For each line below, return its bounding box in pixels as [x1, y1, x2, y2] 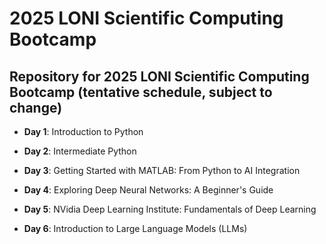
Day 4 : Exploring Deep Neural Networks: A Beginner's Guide [23, 184, 274, 196]
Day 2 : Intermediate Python [23, 145, 137, 157]
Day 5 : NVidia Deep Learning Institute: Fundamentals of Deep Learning [23, 203, 317, 215]
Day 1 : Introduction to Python [23, 126, 144, 137]
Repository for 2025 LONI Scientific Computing [9, 68, 310, 85]
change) [9, 99, 63, 116]
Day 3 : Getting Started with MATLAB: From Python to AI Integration [23, 165, 301, 176]
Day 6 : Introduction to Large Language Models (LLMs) [23, 223, 248, 234]
